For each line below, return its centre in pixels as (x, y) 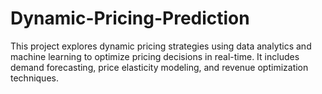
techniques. (34, 78)
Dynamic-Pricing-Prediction (130, 18)
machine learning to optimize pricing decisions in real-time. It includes (155, 56)
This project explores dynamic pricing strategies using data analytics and (161, 46)
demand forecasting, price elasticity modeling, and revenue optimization (159, 67)
